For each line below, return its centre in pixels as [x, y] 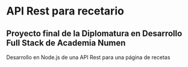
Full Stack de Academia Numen [66, 43]
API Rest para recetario [65, 11]
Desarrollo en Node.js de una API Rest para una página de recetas [88, 57]
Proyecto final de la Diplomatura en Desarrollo [94, 33]
